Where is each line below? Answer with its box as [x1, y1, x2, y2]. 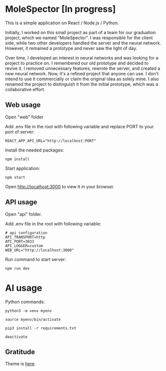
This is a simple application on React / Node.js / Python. [5, 20, 119, 26]
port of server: [5, 129, 35, 135]
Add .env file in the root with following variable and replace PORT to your [5, 123, 154, 129]
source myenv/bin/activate [5, 317, 61, 322]
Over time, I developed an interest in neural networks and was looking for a [5, 54, 159, 60]
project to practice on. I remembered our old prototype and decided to [5, 60, 149, 66]
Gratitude [5, 348, 36, 356]
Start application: [5, 165, 40, 171]
